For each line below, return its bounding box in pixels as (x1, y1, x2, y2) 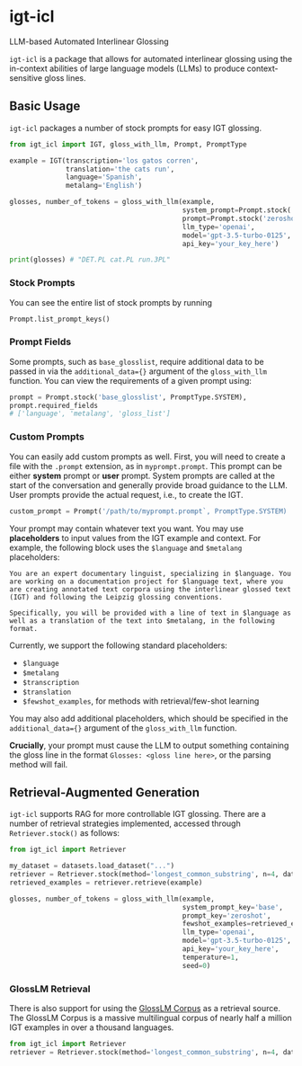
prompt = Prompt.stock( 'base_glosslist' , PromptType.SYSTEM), (9, 393, 247, 402)
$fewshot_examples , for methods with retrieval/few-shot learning (22, 695, 260, 706)
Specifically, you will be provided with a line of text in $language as (9, 609, 292, 617)
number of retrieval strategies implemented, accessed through (9, 818, 241, 829)
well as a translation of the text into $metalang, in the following (9, 616, 276, 626)
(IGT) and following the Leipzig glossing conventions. (9, 592, 223, 601)
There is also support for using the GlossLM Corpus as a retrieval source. (9, 1003, 281, 1013)
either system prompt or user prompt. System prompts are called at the (9, 470, 276, 481)
